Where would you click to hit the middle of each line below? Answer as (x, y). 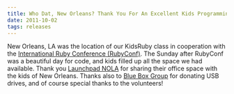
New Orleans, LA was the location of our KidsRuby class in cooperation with (116, 47)
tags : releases (29, 26)
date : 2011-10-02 (32, 20)
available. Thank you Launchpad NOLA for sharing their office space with (112, 69)
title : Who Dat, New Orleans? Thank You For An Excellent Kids (101, 14)
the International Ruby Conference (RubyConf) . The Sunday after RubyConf (116, 54)
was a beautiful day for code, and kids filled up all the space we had (105, 61)
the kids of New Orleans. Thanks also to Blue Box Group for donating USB (113, 76)
